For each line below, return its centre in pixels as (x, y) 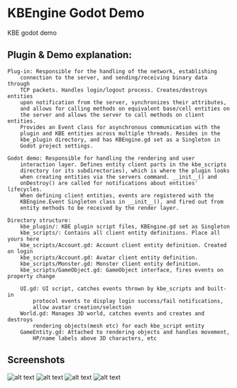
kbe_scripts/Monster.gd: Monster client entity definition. (111, 264)
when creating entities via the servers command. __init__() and (119, 177)
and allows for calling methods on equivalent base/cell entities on (125, 109)
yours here (23, 239)
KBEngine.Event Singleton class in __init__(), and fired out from (122, 201)
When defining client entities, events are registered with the (117, 195)
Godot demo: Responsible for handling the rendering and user (101, 158)
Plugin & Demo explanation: (70, 55)
